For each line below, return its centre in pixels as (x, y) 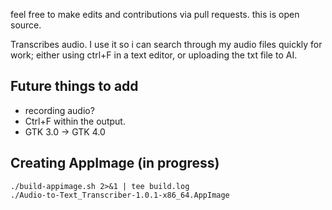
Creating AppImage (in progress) (115, 163)
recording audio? (59, 110)
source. (26, 25)
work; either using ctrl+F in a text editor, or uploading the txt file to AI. (154, 55)
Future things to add (74, 86)
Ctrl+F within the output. (75, 121)
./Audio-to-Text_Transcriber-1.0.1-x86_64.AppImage (120, 195)
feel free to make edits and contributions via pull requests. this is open (155, 14)
